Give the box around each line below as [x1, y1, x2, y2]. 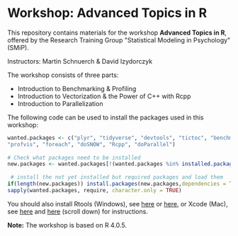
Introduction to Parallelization [17, 99, 103, 107]
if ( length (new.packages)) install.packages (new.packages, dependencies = [7, 180, 227, 188]
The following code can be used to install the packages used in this [7, 113, 204, 122]
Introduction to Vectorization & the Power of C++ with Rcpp [17, 92, 191, 100]
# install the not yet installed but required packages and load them [10, 174, 223, 181]
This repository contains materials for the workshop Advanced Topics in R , [7, 28, 227, 37]
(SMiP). [7, 43, 30, 52]
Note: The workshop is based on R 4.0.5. [7, 220, 127, 229]
